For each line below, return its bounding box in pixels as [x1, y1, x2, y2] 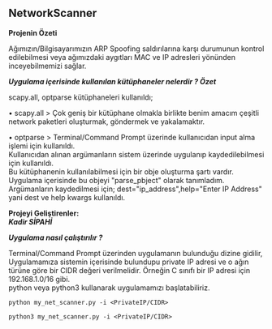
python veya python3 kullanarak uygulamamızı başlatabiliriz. [8, 283, 210, 293]
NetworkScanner [8, 6, 97, 20]
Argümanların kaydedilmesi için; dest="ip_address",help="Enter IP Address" [8, 184, 262, 194]
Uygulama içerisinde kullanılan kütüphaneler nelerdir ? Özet [8, 76, 217, 86]
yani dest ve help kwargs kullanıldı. [8, 192, 126, 202]
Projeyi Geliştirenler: [8, 208, 80, 218]
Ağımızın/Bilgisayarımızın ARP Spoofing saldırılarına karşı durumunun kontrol [8, 44, 265, 53]
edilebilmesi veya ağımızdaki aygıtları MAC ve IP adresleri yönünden [8, 52, 235, 62]
